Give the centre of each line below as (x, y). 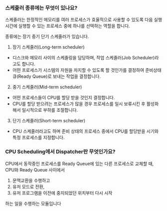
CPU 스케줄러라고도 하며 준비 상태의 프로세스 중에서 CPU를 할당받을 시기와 (85, 131)
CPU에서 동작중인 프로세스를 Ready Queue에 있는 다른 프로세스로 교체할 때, (80, 164)
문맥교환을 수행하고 (31, 180)
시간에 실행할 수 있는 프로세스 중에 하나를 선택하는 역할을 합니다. (68, 26)
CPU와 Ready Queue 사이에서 (35, 170)
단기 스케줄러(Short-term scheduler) (49, 121)
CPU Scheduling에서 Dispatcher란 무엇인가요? (60, 152)
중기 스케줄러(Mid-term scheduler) (47, 87)
